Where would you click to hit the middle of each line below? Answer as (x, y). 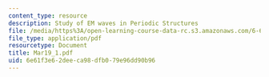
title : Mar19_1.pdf (41, 53)
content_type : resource (48, 16)
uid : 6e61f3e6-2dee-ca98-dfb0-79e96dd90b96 (82, 61)
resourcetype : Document (48, 46)
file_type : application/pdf (55, 38)
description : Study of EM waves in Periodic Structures (103, 23)
